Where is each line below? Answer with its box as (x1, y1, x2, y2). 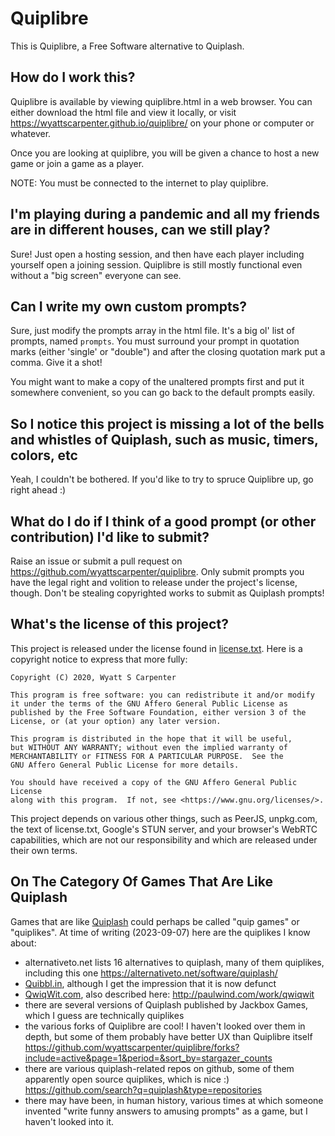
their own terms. (10, 844, 78, 856)
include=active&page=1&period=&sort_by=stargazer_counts (24, 1052, 273, 1064)
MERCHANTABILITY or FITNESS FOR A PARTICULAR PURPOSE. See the (10, 751, 284, 761)
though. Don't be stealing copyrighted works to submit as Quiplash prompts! (10, 587, 325, 599)
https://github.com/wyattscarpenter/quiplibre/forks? (24, 1041, 240, 1053)
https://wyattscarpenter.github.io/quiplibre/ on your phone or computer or (10, 117, 315, 129)
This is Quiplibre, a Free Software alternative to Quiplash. (10, 40, 245, 52)
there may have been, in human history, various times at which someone (24, 1094, 324, 1106)
